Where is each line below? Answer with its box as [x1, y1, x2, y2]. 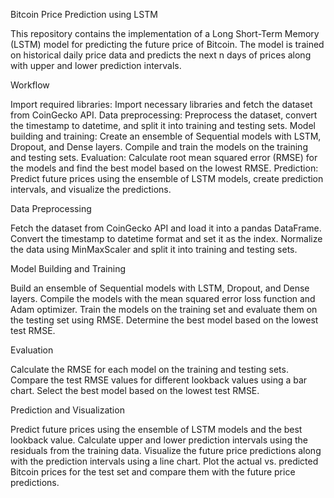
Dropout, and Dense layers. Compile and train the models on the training [10, 141, 308, 153]
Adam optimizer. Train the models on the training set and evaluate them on [10, 304, 318, 315]
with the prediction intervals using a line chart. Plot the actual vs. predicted [10, 455, 319, 467]
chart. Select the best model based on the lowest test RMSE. [10, 385, 260, 396]
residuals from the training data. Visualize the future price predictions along [10, 445, 322, 456]
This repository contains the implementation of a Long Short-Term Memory [10, 28, 320, 39]
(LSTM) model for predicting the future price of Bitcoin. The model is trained [10, 39, 325, 50]
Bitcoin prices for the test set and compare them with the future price [10, 466, 296, 478]
